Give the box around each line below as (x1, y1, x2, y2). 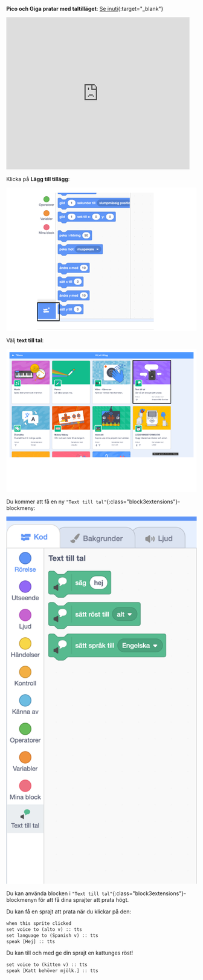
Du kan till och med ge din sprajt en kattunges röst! (6, 949, 134, 956)
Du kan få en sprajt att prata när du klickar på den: (6, 908, 132, 915)
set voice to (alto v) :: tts (6, 927, 83, 933)
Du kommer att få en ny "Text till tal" (6, 498, 107, 505)
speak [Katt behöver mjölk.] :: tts (6, 968, 98, 974)
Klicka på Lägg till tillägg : (6, 176, 70, 182)
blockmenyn (6, 896, 37, 904)
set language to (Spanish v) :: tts (6, 933, 98, 939)
